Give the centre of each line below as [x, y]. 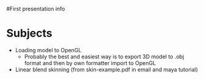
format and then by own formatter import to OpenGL [90, 63]
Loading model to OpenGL [48, 50]
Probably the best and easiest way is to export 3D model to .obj [104, 57]
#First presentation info [36, 9]
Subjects [29, 33]
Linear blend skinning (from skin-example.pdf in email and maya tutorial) [107, 69]
